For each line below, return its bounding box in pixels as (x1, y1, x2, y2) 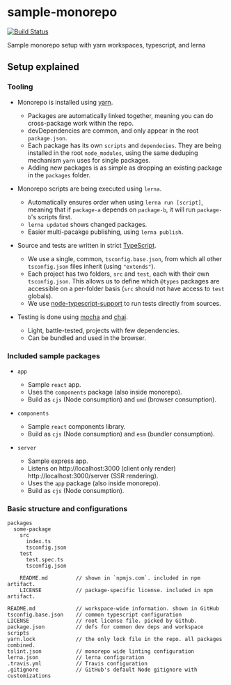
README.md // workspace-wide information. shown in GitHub (7, 605, 219, 612)
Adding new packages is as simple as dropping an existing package (27, 163, 223, 172)
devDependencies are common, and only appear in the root (27, 126, 199, 135)
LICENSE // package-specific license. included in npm (19, 587, 214, 594)
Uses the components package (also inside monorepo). (27, 388, 182, 396)
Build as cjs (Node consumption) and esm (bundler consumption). (27, 429, 216, 438)
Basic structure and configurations (7, 503, 128, 513)
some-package (13, 526, 51, 533)
